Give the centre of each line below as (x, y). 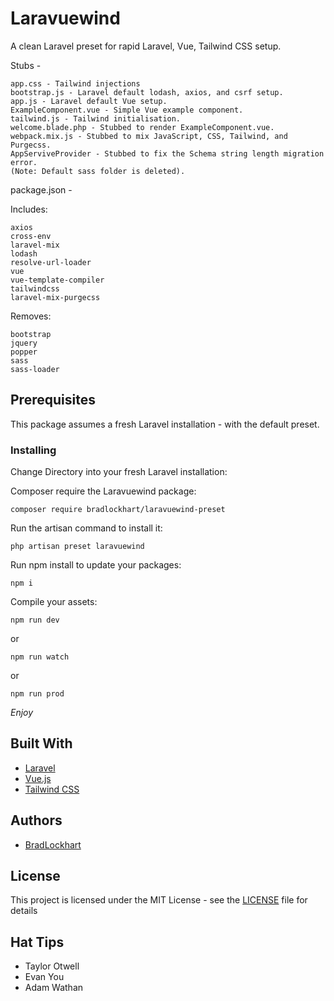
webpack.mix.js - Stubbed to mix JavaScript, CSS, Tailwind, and (149, 136)
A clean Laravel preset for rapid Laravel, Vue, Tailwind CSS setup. (146, 46)
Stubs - (26, 65)
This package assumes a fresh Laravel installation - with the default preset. (165, 424)
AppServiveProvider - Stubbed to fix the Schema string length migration (167, 153)
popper (24, 352)
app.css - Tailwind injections (75, 83)
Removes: (31, 316)
